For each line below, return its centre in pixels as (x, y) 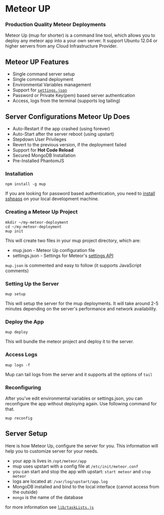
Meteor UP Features (37, 62)
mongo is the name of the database (48, 497)
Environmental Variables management (52, 85)
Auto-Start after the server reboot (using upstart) (63, 134)
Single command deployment (43, 79)
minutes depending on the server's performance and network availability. (81, 309)
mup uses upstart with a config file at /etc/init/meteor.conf (75, 466)
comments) (17, 271)
